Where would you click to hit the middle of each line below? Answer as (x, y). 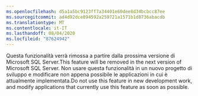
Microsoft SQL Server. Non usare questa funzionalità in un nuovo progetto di (99, 68)
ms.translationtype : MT (35, 22)
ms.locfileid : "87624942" (38, 39)
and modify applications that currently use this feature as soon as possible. (98, 87)
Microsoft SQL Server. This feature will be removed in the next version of (94, 62)
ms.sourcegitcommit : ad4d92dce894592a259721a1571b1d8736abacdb (86, 17)
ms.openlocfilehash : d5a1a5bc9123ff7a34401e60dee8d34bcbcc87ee (86, 11)
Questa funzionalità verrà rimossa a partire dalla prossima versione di (91, 56)
